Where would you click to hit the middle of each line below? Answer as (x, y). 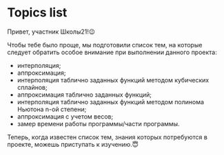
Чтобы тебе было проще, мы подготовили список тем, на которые (105, 45)
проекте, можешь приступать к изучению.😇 (73, 144)
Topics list (37, 13)
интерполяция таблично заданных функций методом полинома (111, 102)
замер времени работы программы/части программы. (99, 123)
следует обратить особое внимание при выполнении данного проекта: (112, 52)
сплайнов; (32, 87)
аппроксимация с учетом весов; (65, 116)
